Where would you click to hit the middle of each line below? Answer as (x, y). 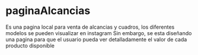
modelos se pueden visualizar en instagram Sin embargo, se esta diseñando (99, 33)
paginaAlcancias (48, 11)
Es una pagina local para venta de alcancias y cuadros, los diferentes (90, 27)
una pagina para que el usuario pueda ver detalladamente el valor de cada (96, 39)
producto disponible (30, 46)
